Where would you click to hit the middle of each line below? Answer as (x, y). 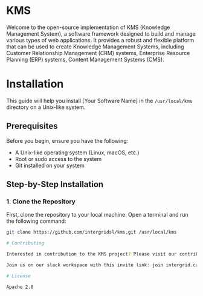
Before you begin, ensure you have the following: (67, 140)
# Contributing (25, 243)
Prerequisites (32, 126)
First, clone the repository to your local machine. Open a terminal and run (97, 215)
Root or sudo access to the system (58, 159)
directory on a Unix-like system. (46, 107)
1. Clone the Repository (41, 202)
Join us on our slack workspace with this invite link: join (85, 265)
